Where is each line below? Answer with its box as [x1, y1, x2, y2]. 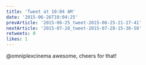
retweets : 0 [6, 31, 36, 37]
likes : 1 [6, 36, 28, 42]
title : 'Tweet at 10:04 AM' [6, 8, 76, 15]
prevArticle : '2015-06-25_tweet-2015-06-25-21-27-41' [6, 19, 142, 25]
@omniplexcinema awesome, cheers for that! [6, 53, 117, 59]
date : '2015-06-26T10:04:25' [6, 14, 78, 20]
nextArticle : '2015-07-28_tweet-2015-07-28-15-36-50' [6, 25, 142, 31]
